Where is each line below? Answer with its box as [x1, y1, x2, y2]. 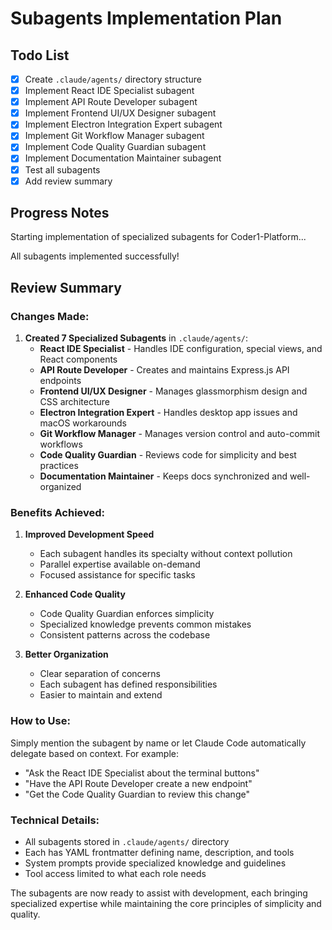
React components [39, 353, 118, 366]
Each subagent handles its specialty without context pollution [39, 548, 293, 560]
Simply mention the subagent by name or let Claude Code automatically [10, 737, 307, 749]
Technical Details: [10, 813, 100, 827]
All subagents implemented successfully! [10, 250, 180, 262]
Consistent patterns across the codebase [39, 629, 211, 641]
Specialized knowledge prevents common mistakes [39, 618, 252, 631]
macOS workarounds [39, 417, 127, 429]
